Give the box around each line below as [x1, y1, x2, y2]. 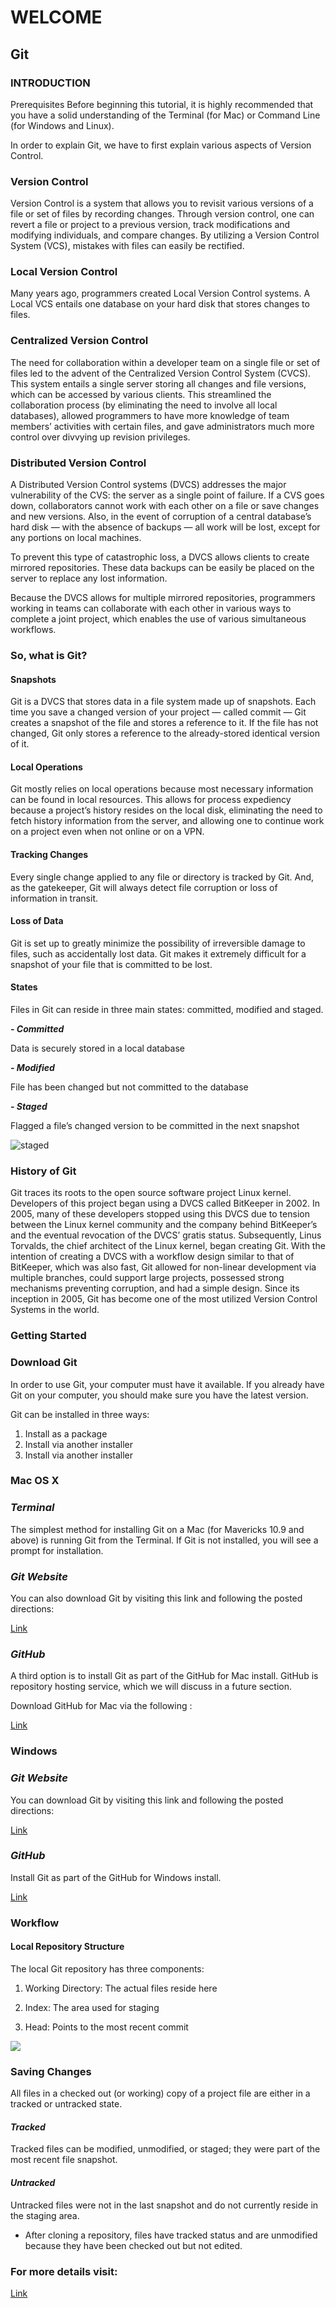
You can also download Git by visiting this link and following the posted [10, 1592, 303, 1605]
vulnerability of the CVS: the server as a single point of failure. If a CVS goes [10, 489, 325, 501]
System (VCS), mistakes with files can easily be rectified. [10, 240, 245, 252]
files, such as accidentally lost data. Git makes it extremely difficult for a [10, 947, 307, 960]
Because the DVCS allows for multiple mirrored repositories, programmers [10, 592, 316, 604]
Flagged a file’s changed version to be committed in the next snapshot [10, 1120, 300, 1131]
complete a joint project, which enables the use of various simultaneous [10, 613, 307, 625]
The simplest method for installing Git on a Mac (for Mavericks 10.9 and [10, 1523, 305, 1535]
